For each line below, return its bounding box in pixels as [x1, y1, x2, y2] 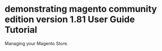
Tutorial [4, 25, 38, 35]
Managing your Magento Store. [4, 40, 69, 46]
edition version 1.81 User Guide [4, 14, 135, 25]
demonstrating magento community [4, 3, 157, 15]
